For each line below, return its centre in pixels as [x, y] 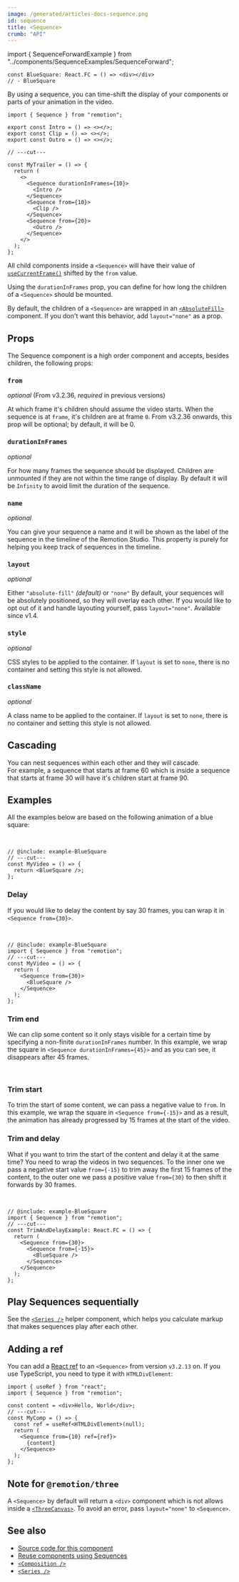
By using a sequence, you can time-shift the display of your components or [118, 94]
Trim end [23, 1019]
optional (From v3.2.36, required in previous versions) [86, 395]
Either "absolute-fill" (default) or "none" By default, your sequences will [116, 593]
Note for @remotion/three [63, 1484]
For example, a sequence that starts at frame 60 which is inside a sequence [119, 770]
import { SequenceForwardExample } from [70, 54]
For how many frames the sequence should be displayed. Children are [111, 470]
